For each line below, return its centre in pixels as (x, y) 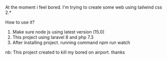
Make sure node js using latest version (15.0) (58, 32)
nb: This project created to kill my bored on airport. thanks (65, 52)
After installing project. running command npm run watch (71, 42)
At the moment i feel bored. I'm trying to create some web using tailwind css (84, 7)
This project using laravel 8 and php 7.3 (53, 37)
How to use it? (20, 22)
